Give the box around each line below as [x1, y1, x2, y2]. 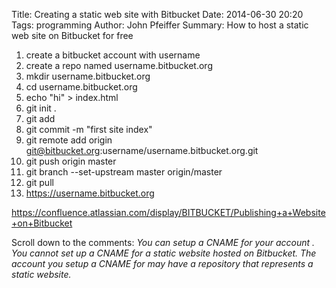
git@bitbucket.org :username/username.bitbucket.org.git [25, 145, 259, 156]
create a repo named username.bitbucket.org [25, 60, 213, 71]
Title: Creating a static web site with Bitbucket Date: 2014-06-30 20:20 [11, 9, 304, 20]
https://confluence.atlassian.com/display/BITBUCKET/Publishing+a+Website [11, 207, 326, 218]
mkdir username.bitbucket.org [25, 70, 151, 82]
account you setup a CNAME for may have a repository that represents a [11, 258, 314, 269]
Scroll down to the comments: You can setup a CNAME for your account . [11, 237, 316, 248]
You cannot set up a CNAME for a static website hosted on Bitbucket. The [11, 247, 317, 259]
